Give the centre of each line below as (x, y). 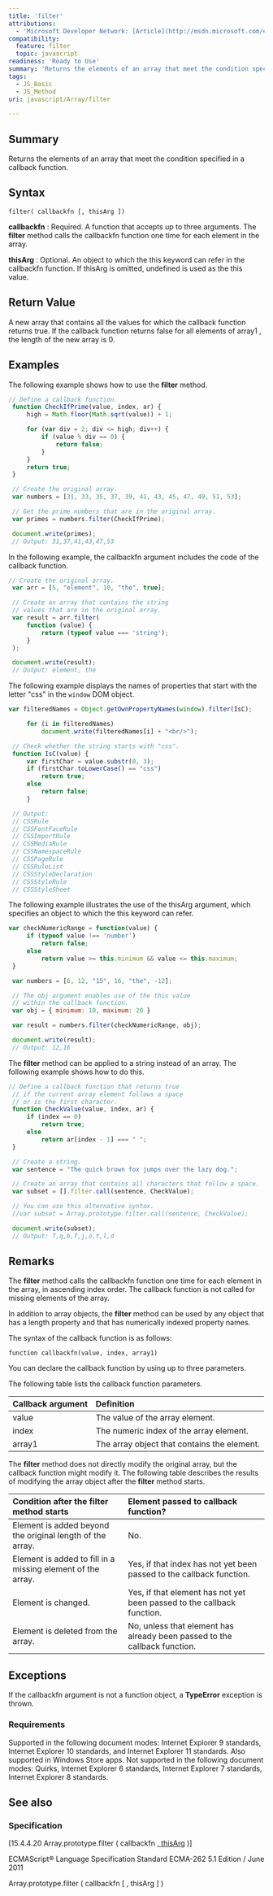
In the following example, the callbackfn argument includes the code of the (134, 557)
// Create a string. (47, 1162)
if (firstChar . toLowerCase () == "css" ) (94, 769)
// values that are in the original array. (87, 611)
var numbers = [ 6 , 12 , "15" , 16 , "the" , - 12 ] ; (92, 981)
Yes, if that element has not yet (187, 1593)
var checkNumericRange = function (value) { (83, 928)
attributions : (32, 24)
